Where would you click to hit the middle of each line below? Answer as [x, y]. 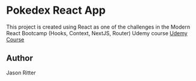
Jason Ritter [21, 73]
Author [19, 58]
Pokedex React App [56, 10]
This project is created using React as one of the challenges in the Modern [98, 27]
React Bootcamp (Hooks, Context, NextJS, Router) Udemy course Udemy [97, 33]
